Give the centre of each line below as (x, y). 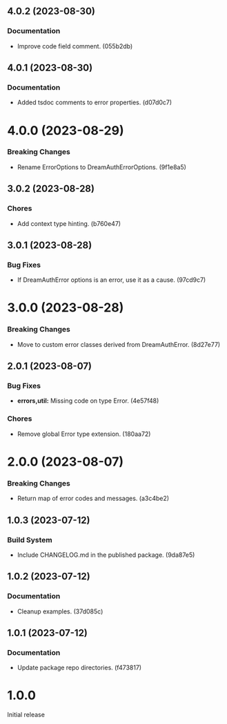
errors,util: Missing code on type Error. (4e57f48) (88, 401)
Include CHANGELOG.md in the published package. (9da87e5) (106, 555)
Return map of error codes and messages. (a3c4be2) (93, 498)
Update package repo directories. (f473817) (79, 668)
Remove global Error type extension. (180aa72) (84, 434)
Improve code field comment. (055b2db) (75, 46)
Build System (30, 540)
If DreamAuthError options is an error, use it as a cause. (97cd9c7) (111, 280)
